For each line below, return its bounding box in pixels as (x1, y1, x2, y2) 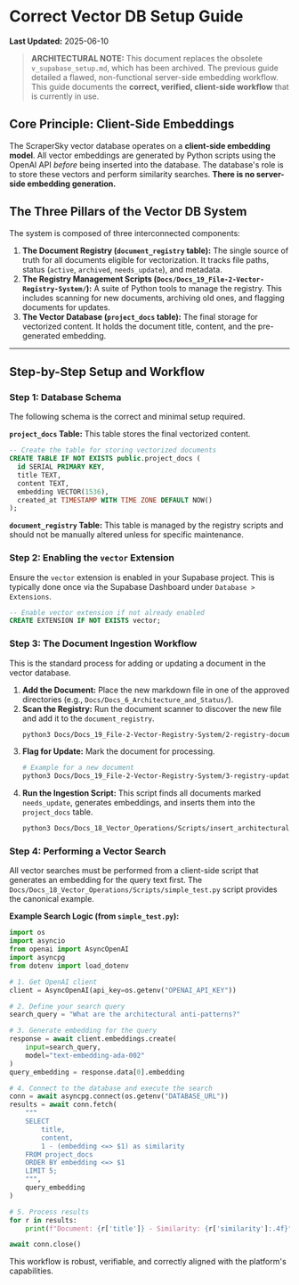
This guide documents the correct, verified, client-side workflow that (30, 81, 289, 92)
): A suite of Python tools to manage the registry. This (85, 282, 283, 293)
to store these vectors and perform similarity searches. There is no (9, 168, 255, 179)
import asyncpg (9, 954, 66, 962)
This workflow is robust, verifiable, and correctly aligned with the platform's (9, 1256, 287, 1267)
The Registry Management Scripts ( (21, 274, 158, 284)
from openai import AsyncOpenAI (9, 945, 129, 954)
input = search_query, (25, 1043, 101, 1052)
